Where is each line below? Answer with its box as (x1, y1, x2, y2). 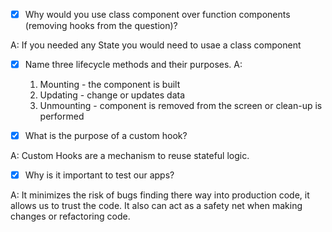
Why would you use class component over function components (24, 9, 291, 20)
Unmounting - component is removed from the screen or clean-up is (39, 100, 323, 112)
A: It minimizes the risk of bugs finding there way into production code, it (10, 189, 310, 201)
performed (39, 110, 85, 123)
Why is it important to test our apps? (24, 169, 175, 181)
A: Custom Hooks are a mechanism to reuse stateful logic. (10, 150, 250, 162)
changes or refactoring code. (10, 210, 131, 223)
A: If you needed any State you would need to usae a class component (10, 39, 302, 51)
